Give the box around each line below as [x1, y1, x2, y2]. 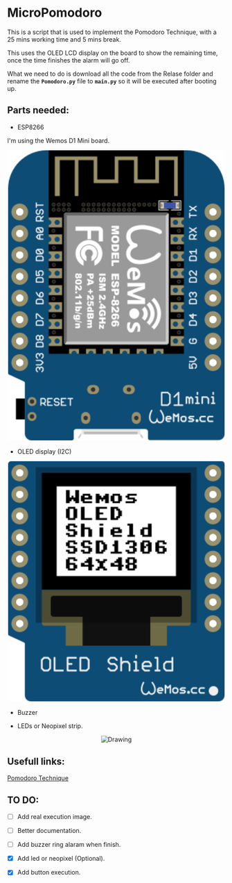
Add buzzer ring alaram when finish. [17, 841, 121, 849]
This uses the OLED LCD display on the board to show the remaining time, [7, 49, 218, 57]
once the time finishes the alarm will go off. [7, 56, 130, 64]
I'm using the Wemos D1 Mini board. [7, 136, 110, 145]
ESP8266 [17, 123, 44, 131]
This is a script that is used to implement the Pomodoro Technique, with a [7, 28, 217, 36]
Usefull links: [7, 755, 65, 767]
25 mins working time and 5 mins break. [7, 35, 121, 43]
